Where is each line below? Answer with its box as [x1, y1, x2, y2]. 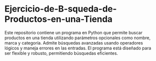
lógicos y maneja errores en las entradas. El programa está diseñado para [4, 45, 152, 51]
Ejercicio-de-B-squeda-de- [4, 3, 117, 15]
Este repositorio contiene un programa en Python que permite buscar [4, 30, 143, 35]
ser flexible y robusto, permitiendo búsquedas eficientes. [4, 50, 118, 56]
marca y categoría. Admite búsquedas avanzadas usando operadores [4, 40, 143, 46]
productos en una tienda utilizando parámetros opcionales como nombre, [4, 35, 151, 41]
